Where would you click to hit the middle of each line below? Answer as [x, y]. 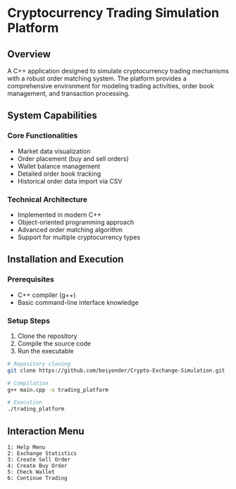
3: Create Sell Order [39, 460]
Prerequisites [31, 279]
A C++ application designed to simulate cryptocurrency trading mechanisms [118, 71]
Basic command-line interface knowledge [78, 302]
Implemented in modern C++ [60, 215]
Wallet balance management [59, 166]
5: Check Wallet [31, 472]
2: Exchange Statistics [42, 454]
